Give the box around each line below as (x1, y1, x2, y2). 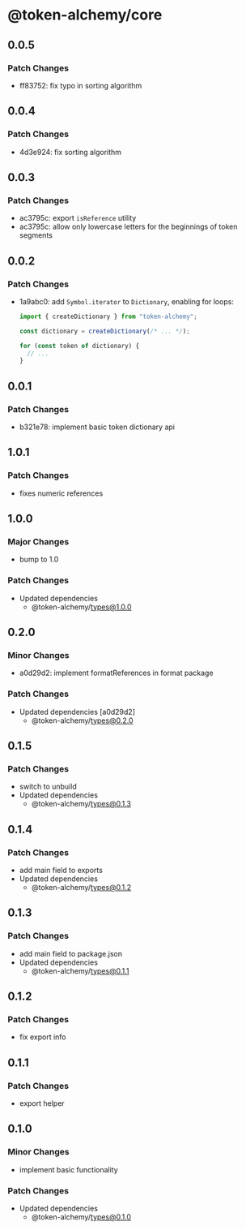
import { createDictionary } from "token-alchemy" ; (19, 312, 197, 320)
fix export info (19, 1032, 66, 1042)
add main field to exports (19, 866, 103, 875)
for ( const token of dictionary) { (19, 342, 140, 350)
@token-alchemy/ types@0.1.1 (31, 966, 129, 975)
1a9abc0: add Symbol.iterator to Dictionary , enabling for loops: (19, 296, 234, 306)
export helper (19, 1099, 66, 1108)
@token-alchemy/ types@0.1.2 (31, 883, 132, 892)
